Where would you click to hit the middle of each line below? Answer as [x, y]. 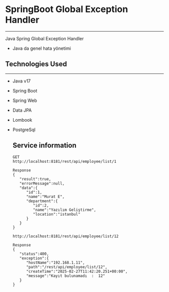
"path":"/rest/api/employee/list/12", [67, 267]
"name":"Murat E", [45, 197]
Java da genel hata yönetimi [42, 48]
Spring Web [25, 100]
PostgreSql [24, 130]
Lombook [22, 120]
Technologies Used [36, 64]
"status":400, [34, 254]
